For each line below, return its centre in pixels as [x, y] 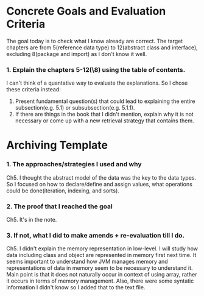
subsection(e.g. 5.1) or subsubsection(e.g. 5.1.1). [75, 108]
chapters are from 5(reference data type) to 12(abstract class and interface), [102, 48]
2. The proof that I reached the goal [59, 206]
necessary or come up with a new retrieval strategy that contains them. [104, 121]
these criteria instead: [33, 90]
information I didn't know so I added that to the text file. [76, 287]
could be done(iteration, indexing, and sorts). [63, 191]
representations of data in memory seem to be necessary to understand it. [100, 268]
